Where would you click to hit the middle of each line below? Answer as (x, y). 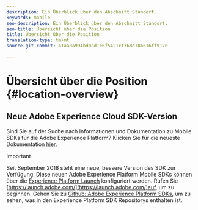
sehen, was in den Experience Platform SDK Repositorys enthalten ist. (94, 200)
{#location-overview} (63, 94)
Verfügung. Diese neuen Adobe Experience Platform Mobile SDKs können (99, 174)
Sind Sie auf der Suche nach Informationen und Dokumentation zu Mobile (99, 131)
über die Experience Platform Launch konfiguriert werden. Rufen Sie (92, 181)
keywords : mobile (28, 18)
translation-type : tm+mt (38, 40)
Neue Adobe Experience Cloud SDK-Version (92, 117)
